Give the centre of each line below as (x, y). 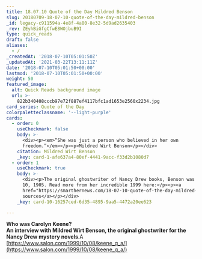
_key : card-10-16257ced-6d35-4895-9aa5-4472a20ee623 (84, 202)
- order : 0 (25, 124)
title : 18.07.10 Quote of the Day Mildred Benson (70, 12)
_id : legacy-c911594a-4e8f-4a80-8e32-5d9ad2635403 (71, 23)
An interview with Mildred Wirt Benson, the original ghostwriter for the (96, 230)
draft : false (23, 40)
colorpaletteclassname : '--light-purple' (59, 112)
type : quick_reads (29, 34)
